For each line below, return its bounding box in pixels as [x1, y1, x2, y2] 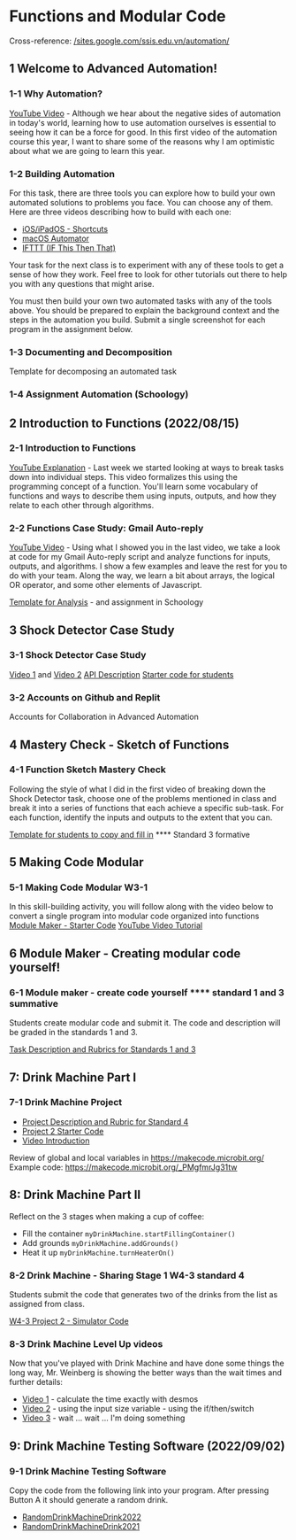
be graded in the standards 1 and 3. [9, 1027, 139, 1038]
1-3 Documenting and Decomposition [9, 345, 172, 358]
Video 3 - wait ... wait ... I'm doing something [21, 1412, 186, 1423]
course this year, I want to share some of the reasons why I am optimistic [9, 135, 276, 147]
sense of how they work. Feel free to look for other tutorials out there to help [9, 268, 287, 280]
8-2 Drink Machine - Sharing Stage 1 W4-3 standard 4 [9, 1269, 245, 1281]
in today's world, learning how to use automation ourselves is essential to [9, 117, 277, 128]
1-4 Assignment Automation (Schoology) [9, 388, 189, 400]
